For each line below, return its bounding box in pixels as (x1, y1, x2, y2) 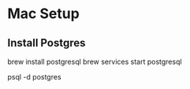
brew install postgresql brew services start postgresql (7, 57, 182, 66)
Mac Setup (7, 5, 80, 23)
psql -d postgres (7, 72, 61, 81)
